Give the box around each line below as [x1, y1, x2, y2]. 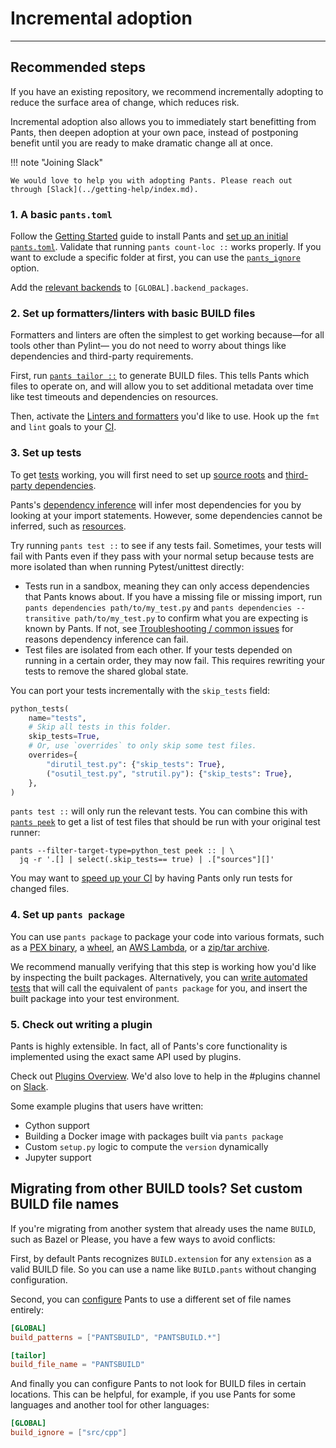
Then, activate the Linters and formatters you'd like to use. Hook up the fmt [10, 410, 320, 422]
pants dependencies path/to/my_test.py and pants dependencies [24, 601, 293, 613]
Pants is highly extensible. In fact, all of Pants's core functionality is [10, 1040, 288, 1052]
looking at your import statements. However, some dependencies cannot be [10, 509, 323, 521]
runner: [10, 827, 41, 839]
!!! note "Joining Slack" [10, 156, 104, 168]
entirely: [10, 1303, 44, 1316]
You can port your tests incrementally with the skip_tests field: [10, 684, 271, 696]
